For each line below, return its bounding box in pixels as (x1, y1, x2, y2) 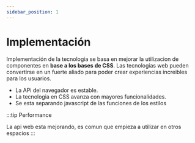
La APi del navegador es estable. (15, 86, 98, 94)
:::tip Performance (6, 111, 52, 119)
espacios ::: (6, 129, 35, 137)
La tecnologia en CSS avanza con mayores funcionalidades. (15, 92, 167, 100)
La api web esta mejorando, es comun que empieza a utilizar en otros (6, 123, 182, 130)
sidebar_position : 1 (6, 9, 59, 15)
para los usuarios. (6, 74, 52, 82)
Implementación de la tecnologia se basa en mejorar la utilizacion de (6, 55, 179, 63)
